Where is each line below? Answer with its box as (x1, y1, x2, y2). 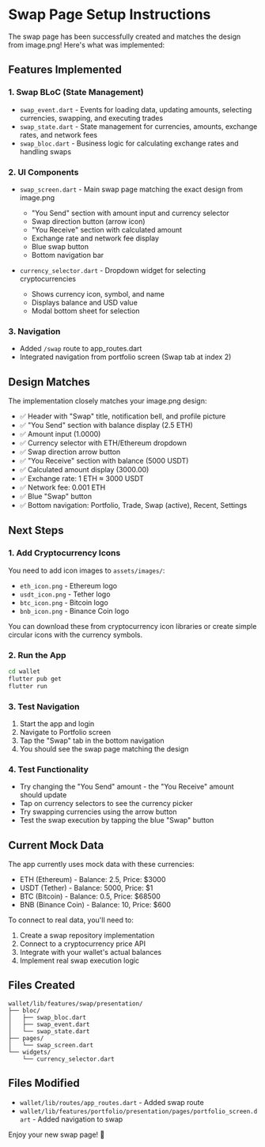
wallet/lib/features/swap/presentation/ (8, 999, 144, 1008)
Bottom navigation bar (31, 250, 104, 259)
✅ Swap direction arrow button (19, 447, 121, 456)
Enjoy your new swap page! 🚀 (8, 1130, 105, 1139)
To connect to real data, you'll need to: (8, 915, 134, 925)
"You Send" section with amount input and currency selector (31, 208, 229, 218)
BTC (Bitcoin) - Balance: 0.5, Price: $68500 (19, 891, 161, 901)
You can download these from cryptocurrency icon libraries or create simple (8, 621, 257, 630)
